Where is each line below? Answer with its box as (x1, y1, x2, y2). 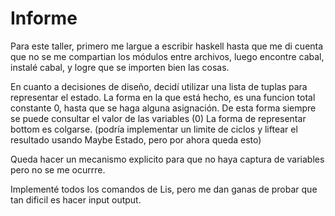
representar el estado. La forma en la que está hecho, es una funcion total (10, 91, 316, 103)
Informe (10, 7, 78, 30)
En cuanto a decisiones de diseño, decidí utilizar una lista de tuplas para (10, 80, 308, 92)
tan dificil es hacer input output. (10, 193, 142, 206)
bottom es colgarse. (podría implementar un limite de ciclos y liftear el (10, 123, 298, 135)
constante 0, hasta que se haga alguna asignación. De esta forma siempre (10, 102, 317, 114)
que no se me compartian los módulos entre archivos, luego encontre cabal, (10, 50, 325, 62)
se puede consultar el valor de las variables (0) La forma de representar (10, 112, 307, 124)
